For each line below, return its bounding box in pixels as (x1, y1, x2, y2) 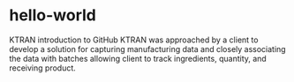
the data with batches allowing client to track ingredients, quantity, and (9, 53, 267, 63)
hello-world (9, 5, 97, 26)
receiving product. (9, 63, 77, 73)
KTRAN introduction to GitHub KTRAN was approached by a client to (9, 34, 259, 45)
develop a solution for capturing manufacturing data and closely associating (9, 43, 286, 54)
